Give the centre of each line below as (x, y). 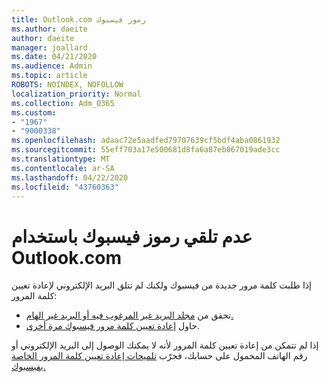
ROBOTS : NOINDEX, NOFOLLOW (67, 85)
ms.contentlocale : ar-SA (63, 168)
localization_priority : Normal (76, 94)
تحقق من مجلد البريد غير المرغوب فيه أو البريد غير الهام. (129, 315)
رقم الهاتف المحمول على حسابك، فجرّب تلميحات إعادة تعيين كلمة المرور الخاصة (159, 356)
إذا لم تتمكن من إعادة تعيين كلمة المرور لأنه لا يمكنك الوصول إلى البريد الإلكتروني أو (165, 345)
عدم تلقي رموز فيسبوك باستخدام (132, 236)
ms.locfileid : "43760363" (65, 187)
